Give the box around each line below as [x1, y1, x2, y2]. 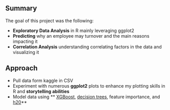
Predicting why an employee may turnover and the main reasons [12, 33, 150, 39]
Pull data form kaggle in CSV [12, 77, 74, 84]
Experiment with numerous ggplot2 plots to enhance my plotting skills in [12, 82, 165, 89]
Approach [5, 64, 38, 73]
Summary [5, 4, 37, 13]
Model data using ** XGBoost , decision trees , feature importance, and [12, 94, 160, 100]
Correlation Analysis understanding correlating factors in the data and [12, 43, 162, 50]
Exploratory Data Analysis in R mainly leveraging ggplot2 [12, 28, 134, 34]
